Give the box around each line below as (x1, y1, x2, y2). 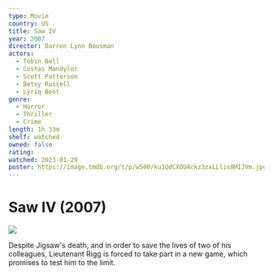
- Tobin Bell (15, 58, 60, 66)
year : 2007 (8, 34, 45, 43)
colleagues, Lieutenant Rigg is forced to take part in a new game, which (8, 249, 248, 259)
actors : (8, 50, 35, 58)
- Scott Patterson (15, 72, 79, 81)
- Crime (15, 118, 42, 126)
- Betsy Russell (15, 80, 71, 88)
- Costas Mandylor (15, 65, 79, 73)
